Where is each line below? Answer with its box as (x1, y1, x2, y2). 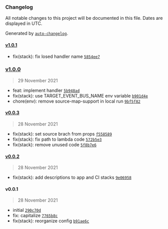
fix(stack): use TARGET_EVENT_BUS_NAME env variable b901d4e (12, 92, 148, 99)
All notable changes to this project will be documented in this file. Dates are (5, 15, 163, 21)
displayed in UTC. (5, 20, 43, 26)
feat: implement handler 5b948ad (12, 87, 80, 93)
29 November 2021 (17, 77, 58, 83)
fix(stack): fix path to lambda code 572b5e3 (12, 136, 102, 142)
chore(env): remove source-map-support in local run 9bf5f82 (12, 98, 141, 104)
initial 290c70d (12, 207, 42, 213)
